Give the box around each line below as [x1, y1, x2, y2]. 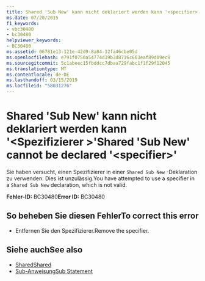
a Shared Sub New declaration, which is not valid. [6, 181, 127, 188]
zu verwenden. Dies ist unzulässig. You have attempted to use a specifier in [6, 175, 195, 182]
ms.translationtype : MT [6, 65, 67, 72]
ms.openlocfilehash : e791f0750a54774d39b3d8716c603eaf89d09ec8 [6, 54, 171, 60]
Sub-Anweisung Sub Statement [15, 267, 93, 275]
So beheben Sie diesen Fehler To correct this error [6, 211, 199, 221]
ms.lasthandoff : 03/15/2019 [6, 77, 78, 83]
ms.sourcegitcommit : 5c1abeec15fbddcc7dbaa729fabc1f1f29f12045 [6, 60, 171, 66]
